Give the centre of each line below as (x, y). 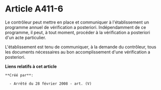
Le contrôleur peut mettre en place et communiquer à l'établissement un (77, 22)
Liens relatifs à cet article (31, 66)
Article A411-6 (34, 9)
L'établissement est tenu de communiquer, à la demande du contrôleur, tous (80, 47)
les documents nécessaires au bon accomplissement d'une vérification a (78, 52)
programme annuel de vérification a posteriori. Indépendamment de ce (76, 27)
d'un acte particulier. (26, 38)
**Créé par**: (19, 75)
